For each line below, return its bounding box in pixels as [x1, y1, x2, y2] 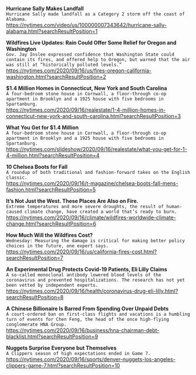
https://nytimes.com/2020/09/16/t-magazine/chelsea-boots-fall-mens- [6, 180, 178, 187]
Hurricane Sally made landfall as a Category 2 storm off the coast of [6, 11, 185, 17]
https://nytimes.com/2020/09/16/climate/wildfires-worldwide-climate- [6, 214, 176, 221]
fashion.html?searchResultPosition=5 [6, 186, 96, 193]
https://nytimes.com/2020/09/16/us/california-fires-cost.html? [6, 248, 157, 255]
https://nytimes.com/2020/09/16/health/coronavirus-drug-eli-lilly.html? [6, 287, 178, 294]
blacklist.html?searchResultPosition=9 [6, 333, 99, 340]
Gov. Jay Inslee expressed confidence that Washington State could [6, 52, 175, 58]
